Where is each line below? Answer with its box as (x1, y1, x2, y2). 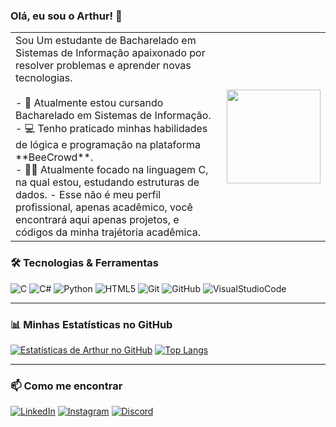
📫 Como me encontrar (10, 379, 123, 393)
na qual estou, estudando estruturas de (15, 175, 200, 189)
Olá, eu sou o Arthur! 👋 (10, 9, 123, 23)
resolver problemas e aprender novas (15, 59, 192, 73)
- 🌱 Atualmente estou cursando (15, 96, 164, 110)
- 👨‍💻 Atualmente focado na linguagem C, (15, 163, 209, 177)
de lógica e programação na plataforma (15, 138, 201, 152)
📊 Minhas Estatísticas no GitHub (10, 317, 173, 331)
